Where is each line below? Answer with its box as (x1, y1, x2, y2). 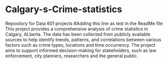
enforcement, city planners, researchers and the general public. (5, 52, 138, 59)
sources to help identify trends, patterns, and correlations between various (5, 37, 161, 43)
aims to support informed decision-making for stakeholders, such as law (5, 47, 157, 53)
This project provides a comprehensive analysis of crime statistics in (5, 25, 148, 31)
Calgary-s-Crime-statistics (5, 4, 122, 15)
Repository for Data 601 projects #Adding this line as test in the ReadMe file (5, 20, 163, 26)
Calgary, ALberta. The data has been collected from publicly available (5, 31, 151, 37)
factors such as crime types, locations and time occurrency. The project (5, 42, 156, 48)
